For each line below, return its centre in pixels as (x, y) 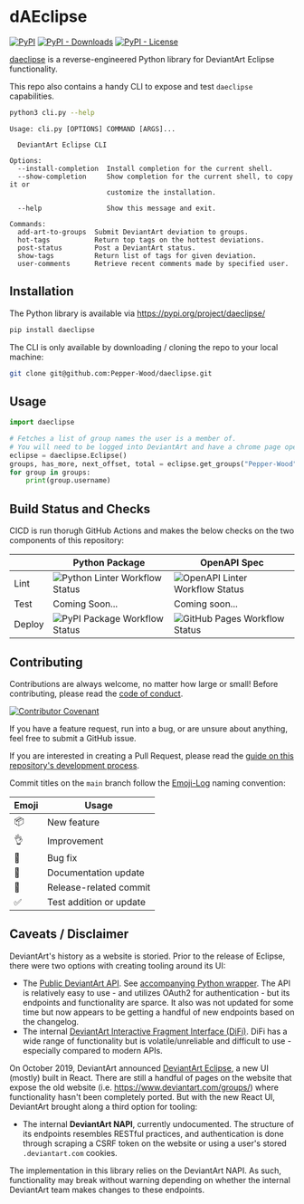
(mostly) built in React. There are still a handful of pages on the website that (151, 1077)
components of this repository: (67, 540)
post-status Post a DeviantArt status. (107, 248)
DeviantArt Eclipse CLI (62, 145)
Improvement (75, 841)
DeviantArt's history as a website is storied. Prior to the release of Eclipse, (147, 956)
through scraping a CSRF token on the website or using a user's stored (154, 1143)
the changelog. (51, 1021)
